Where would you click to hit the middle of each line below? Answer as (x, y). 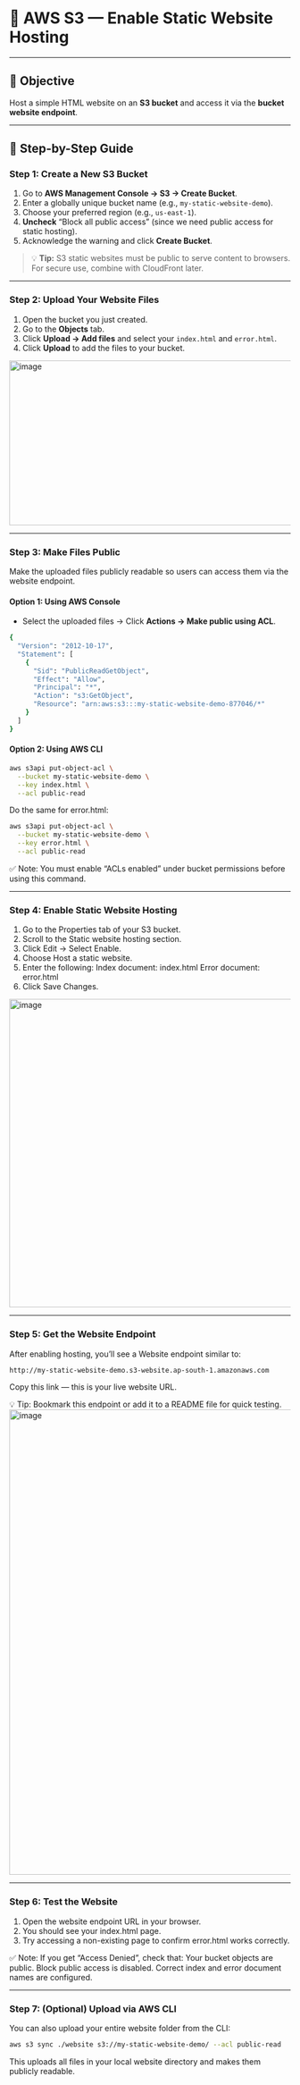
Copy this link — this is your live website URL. (93, 1387)
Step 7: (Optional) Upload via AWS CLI (93, 2008)
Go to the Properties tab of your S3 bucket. (101, 929)
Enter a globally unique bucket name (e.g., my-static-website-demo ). (148, 203)
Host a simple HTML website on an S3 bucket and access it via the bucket (147, 103)
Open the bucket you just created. (85, 319)
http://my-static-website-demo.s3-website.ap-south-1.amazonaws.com (139, 1370)
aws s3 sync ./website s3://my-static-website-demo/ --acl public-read (145, 2045)
